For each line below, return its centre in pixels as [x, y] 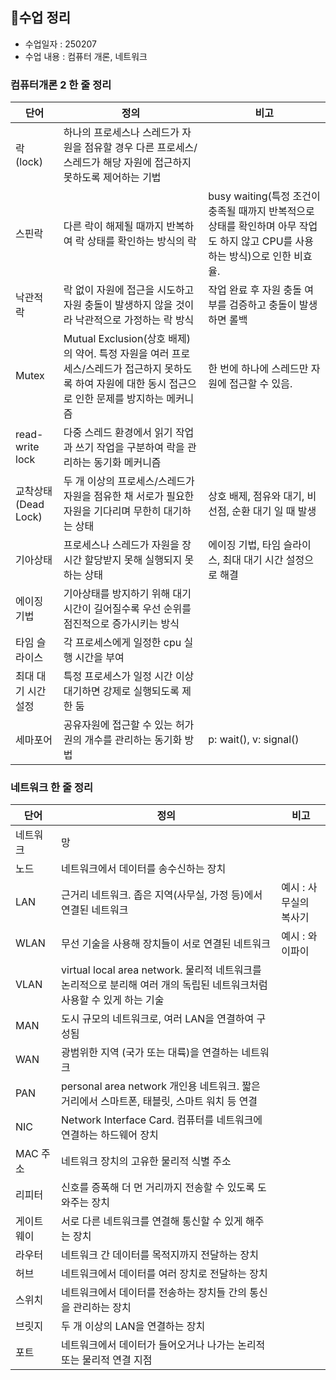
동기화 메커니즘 [127, 463]
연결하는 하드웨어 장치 [110, 1135]
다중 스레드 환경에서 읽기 [118, 433]
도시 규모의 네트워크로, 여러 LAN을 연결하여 [158, 1019]
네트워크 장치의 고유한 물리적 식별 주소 [146, 1161]
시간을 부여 [99, 658]
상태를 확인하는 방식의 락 [141, 241]
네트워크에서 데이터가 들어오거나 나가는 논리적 [163, 1345]
